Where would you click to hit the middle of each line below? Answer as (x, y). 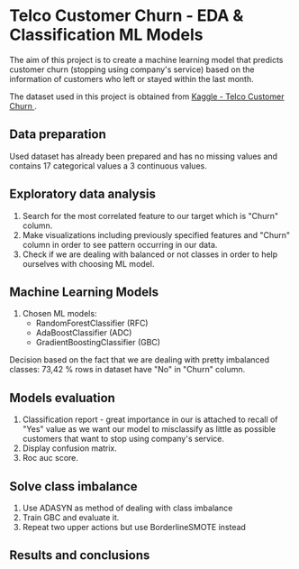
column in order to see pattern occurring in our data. (120, 244)
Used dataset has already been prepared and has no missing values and (143, 156)
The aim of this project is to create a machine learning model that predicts (146, 60)
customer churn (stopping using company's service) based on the (132, 69)
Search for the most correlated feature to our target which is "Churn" (150, 216)
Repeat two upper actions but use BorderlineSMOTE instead (134, 527)
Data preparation (58, 135)
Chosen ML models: (59, 314)
